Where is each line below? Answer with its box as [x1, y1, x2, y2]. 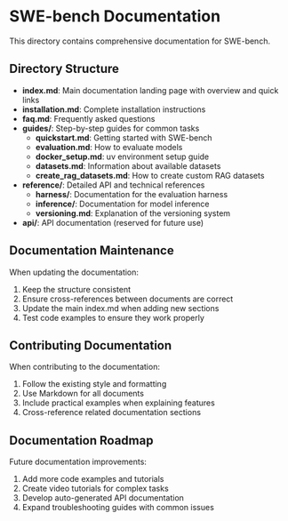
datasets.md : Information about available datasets [35, 160, 221, 171]
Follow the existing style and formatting [21, 379, 167, 389]
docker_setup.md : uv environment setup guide [35, 151, 210, 162]
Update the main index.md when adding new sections [21, 302, 220, 313]
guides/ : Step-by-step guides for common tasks [21, 123, 200, 133]
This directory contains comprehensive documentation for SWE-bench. [9, 36, 271, 46]
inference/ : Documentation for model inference [35, 198, 210, 209]
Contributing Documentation [9, 338, 172, 353]
